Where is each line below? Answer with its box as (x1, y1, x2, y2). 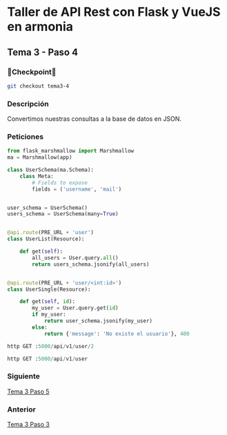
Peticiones (7, 132, 43, 142)
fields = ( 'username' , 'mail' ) (32, 186, 122, 193)
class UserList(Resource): (7, 235, 85, 242)
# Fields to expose (32, 179, 88, 186)
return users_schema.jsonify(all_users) (32, 260, 150, 268)
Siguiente (7, 371, 40, 381)
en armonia (7, 19, 74, 35)
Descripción (7, 99, 50, 108)
